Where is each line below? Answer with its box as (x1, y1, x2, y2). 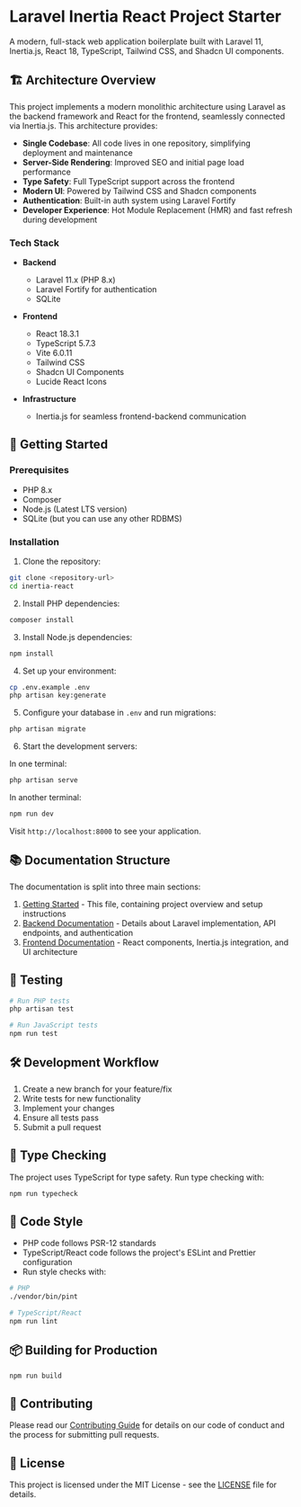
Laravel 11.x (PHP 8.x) (35, 274, 116, 285)
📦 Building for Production (9, 1342, 158, 1359)
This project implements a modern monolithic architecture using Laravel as (9, 101, 286, 111)
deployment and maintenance (22, 147, 133, 158)
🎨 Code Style (9, 1214, 84, 1229)
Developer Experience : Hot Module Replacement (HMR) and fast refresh (22, 204, 293, 215)
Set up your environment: (22, 665, 117, 676)
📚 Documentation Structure (9, 852, 171, 869)
